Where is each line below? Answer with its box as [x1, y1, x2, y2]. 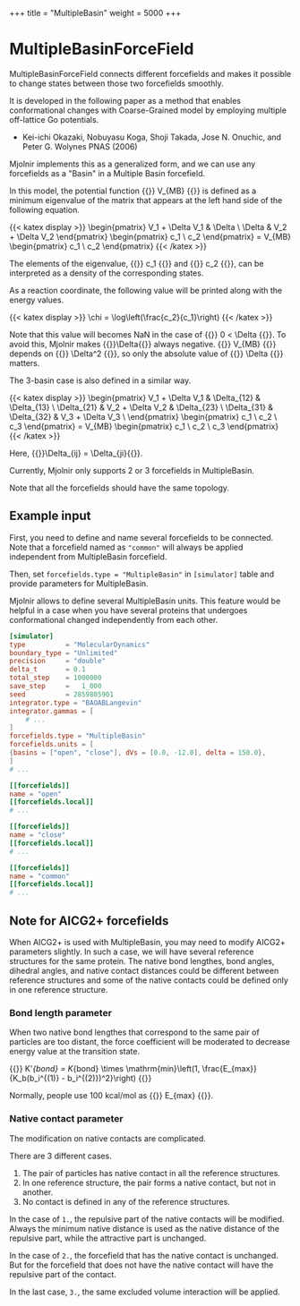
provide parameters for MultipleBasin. [9, 577, 150, 589]
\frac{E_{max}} [201, 1063, 258, 1074]
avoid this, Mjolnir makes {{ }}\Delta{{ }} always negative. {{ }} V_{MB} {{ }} [9, 338, 277, 349]
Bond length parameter [9, 1006, 112, 1019]
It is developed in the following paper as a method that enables [9, 95, 242, 106]
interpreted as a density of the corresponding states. [9, 268, 204, 278]
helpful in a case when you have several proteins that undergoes [9, 604, 248, 616]
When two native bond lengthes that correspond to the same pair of [9, 1027, 260, 1037]
